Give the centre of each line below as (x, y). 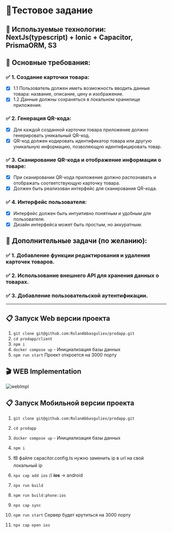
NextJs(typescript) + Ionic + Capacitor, (69, 37)
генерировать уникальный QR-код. (52, 135)
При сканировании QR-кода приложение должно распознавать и (85, 177)
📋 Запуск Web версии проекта (58, 318)
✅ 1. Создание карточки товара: (48, 77)
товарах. (17, 282)
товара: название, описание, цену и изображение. (68, 94)
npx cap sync (27, 505)
